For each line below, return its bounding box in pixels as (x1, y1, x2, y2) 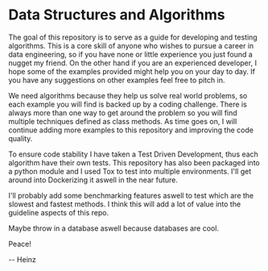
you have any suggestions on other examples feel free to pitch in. (8, 75, 225, 85)
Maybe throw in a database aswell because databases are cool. (8, 223, 220, 233)
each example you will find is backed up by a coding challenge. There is (8, 99, 247, 109)
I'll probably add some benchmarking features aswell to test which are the (8, 190, 254, 200)
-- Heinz (8, 254, 36, 264)
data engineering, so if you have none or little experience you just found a (8, 49, 254, 59)
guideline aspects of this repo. (8, 207, 109, 217)
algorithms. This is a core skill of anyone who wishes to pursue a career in (8, 40, 254, 50)
